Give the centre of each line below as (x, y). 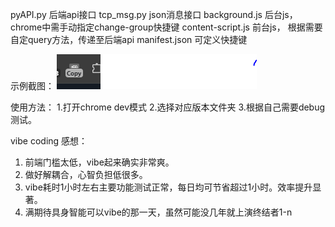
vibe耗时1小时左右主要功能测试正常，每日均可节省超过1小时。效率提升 (168, 187)
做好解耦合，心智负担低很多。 (86, 174)
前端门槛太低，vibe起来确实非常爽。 (99, 162)
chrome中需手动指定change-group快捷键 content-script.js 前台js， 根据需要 (166, 27)
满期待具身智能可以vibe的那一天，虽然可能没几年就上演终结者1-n (158, 212)
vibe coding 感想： (49, 141)
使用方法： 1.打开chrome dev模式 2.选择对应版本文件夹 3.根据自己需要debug (168, 107)
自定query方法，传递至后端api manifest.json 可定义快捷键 (129, 39)
